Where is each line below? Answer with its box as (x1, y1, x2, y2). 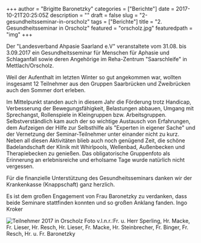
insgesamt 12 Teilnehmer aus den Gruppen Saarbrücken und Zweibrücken (6, 80, 191, 87)
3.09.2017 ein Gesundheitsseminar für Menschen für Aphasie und (6, 49, 170, 56)
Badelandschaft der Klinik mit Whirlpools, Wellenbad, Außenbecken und (6, 144, 185, 150)
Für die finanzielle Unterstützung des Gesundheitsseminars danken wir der (6, 175, 192, 181)
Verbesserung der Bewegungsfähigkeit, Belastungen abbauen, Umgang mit (6, 105, 194, 112)
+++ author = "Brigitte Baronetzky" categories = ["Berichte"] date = (6, 5, 175, 12)
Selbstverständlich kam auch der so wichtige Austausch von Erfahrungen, (6, 118, 191, 125)
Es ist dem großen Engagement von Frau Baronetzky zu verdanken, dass (6, 193, 187, 199)
